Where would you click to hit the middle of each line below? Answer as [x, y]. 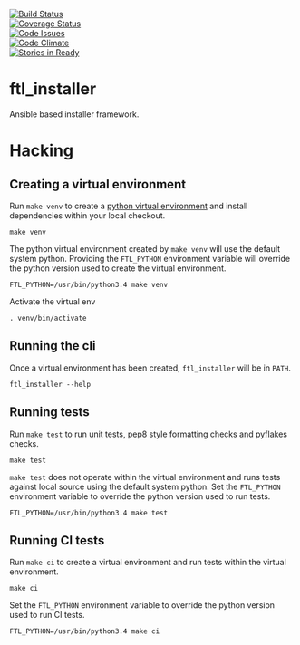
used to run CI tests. [47, 615]
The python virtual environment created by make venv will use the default [145, 248]
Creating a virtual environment [98, 184]
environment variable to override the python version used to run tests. [140, 496]
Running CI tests [57, 540]
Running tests [50, 412]
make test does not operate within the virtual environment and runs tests [145, 477]
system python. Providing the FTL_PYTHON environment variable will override [150, 258]
